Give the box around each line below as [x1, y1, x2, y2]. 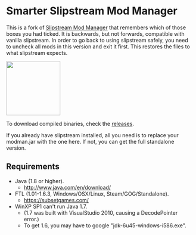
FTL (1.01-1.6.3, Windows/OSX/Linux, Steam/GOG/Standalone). [14, 190, 169, 197]
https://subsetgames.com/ [23, 196, 89, 203]
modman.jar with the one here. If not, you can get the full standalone [6, 138, 175, 145]
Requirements [6, 162, 60, 172]
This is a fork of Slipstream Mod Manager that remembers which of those [6, 24, 186, 31]
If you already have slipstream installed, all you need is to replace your [6, 131, 179, 138]
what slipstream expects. [6, 49, 68, 56]
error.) [23, 215, 40, 222]
